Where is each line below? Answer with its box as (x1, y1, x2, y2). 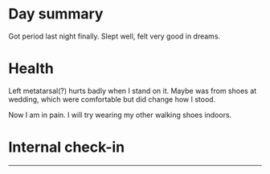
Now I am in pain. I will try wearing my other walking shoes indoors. (8, 110, 232, 119)
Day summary (8, 5, 104, 23)
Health (8, 59, 54, 78)
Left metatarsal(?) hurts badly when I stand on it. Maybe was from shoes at (8, 86, 257, 95)
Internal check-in (8, 138, 125, 156)
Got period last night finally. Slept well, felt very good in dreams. (8, 31, 221, 41)
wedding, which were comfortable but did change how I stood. (8, 94, 216, 104)
